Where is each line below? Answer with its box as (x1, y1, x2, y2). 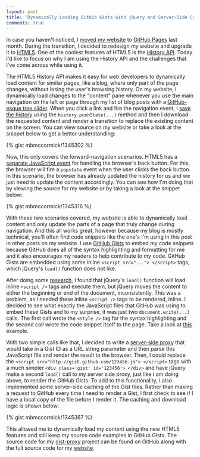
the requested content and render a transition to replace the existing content (6, 118, 193, 125)
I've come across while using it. (6, 61, 83, 69)
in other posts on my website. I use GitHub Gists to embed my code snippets (6, 240, 194, 247)
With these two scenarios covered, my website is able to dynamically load (6, 214, 187, 221)
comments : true (6, 20, 44, 26)
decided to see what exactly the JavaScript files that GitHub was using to (6, 302, 186, 309)
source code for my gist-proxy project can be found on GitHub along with (6, 438, 186, 445)
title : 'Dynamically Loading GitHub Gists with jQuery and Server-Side (6, 14, 187, 20)
